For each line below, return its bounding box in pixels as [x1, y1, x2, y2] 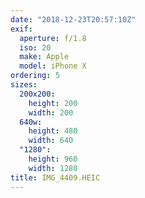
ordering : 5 [10, 71, 60, 81]
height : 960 [28, 154, 78, 164]
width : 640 [28, 136, 74, 146]
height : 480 [28, 126, 78, 136]
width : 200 [28, 107, 74, 118]
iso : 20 [19, 42, 52, 53]
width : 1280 [28, 163, 78, 173]
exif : [10, 24, 33, 34]
